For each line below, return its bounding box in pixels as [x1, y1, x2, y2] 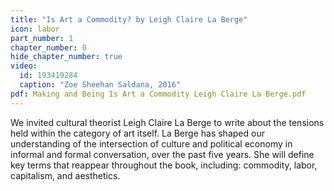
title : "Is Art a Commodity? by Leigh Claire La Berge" [10, 14, 248, 25]
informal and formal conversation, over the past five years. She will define [10, 148, 315, 160]
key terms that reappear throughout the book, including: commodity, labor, [10, 159, 318, 171]
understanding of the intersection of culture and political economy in [10, 137, 293, 150]
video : [10, 61, 38, 71]
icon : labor [10, 24, 60, 34]
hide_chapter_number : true [10, 52, 123, 62]
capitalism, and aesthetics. [10, 169, 121, 181]
